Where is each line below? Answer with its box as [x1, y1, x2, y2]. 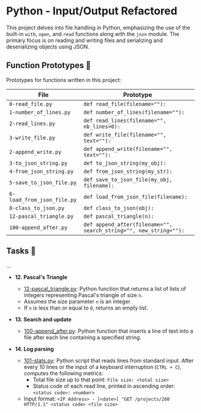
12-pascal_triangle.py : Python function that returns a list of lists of [23, 285, 187, 292]
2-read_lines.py [9, 120, 56, 127]
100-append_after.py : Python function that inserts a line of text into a [23, 327, 193, 335]
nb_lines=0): [83, 123, 121, 130]
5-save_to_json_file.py [9, 179, 77, 186]
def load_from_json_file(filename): [83, 193, 188, 200]
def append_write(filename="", [83, 145, 173, 152]
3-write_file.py [9, 134, 56, 141]
